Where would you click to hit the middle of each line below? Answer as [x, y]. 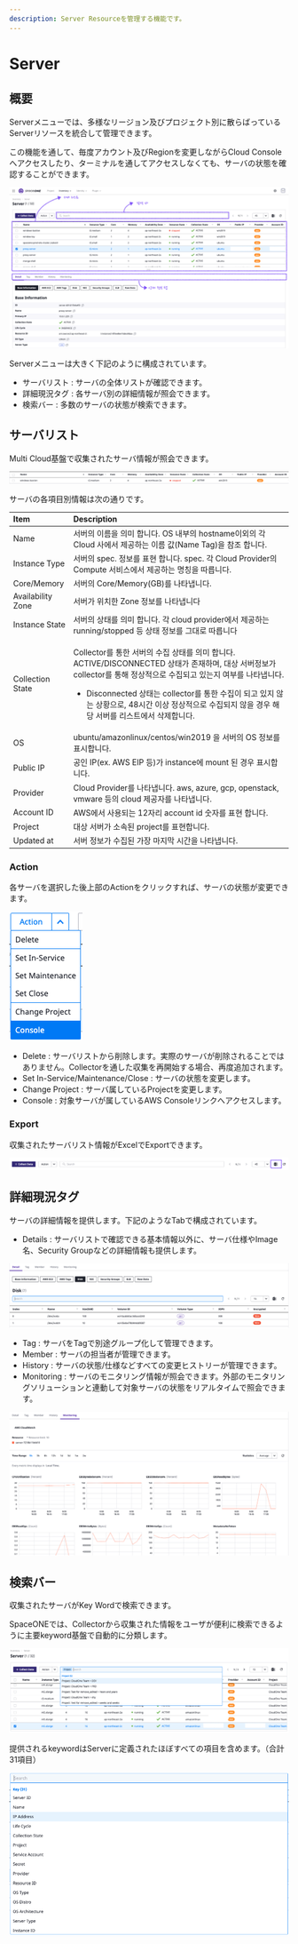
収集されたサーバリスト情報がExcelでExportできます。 [108, 1144]
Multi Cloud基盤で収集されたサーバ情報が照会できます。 [111, 458]
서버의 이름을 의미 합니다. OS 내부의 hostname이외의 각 [169, 533]
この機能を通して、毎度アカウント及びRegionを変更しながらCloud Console [145, 152]
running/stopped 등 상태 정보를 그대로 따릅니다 [155, 630]
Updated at [33, 841]
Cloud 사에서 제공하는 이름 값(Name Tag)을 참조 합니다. [170, 544]
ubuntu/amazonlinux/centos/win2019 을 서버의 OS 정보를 [177, 737]
